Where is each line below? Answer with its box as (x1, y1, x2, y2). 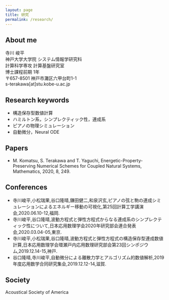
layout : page (5, 7, 33, 13)
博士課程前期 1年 (5, 69, 40, 75)
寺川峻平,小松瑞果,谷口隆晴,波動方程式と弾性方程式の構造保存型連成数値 (12, 235, 163, 242)
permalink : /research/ (5, 17, 53, 22)
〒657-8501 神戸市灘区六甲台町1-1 (5, 75, 77, 81)
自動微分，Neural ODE (12, 129, 60, 135)
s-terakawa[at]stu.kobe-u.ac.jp (5, 81, 71, 87)
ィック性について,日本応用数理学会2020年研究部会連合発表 (12, 222, 137, 229)
